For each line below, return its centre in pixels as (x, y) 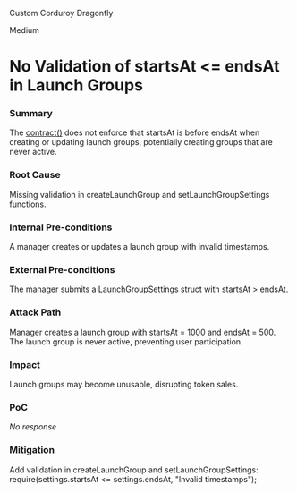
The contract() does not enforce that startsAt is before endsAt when (135, 132)
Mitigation (32, 450)
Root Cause (35, 175)
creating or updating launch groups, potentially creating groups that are (141, 142)
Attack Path (35, 312)
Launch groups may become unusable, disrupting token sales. (124, 384)
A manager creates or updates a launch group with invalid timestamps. (140, 247)
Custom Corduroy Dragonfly (61, 13)
